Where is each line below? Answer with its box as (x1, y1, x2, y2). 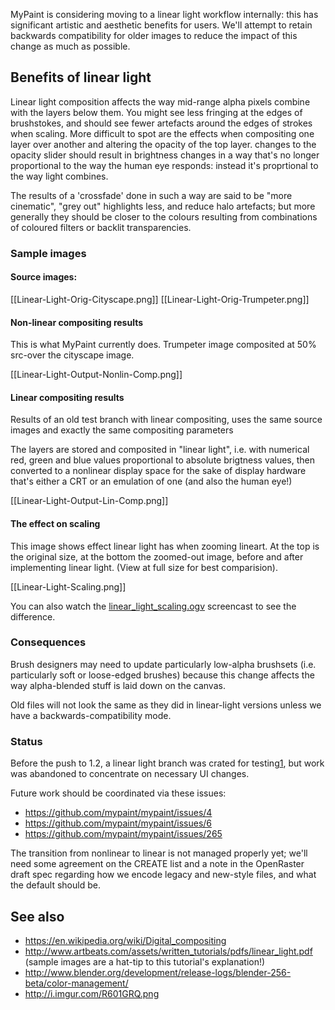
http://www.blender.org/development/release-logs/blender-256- (24, 966, 292, 978)
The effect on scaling (10, 517, 101, 529)
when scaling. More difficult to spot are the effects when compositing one (10, 127, 315, 139)
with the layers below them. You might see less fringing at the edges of (10, 106, 303, 118)
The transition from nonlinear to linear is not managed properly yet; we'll (10, 847, 308, 859)
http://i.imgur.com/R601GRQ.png (24, 987, 160, 999)
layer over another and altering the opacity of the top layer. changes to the (10, 138, 317, 150)
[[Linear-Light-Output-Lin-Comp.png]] (10, 495, 169, 507)
